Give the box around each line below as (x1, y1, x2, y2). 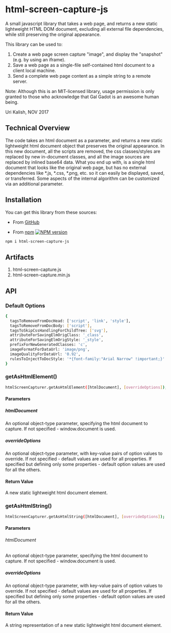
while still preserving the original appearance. (5, 31, 101, 37)
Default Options (5, 302, 45, 309)
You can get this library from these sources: (5, 209, 97, 215)
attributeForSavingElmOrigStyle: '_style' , (10, 337, 103, 343)
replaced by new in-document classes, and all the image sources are (5, 153, 150, 159)
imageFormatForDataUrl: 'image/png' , (10, 347, 90, 352)
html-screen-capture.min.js (12, 272, 70, 278)
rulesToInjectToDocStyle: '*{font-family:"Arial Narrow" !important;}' (10, 356, 165, 361)
